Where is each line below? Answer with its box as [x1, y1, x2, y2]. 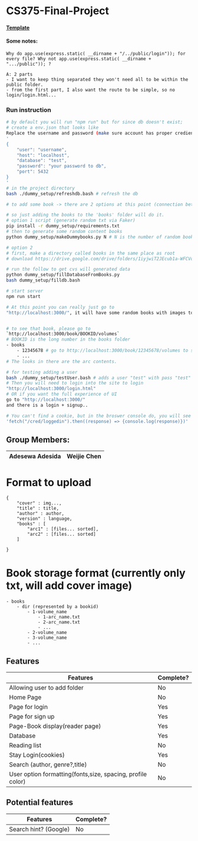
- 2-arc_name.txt [37, 619, 81, 625]
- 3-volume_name [27, 635, 67, 641]
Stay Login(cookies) [9, 751, 65, 759]
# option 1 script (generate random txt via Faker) [6, 218, 136, 224]
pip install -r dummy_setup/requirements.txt [6, 223, 120, 229]
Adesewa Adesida [9, 452, 61, 461]
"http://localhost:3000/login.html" [6, 386, 96, 392]
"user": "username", [16, 147, 67, 153]
